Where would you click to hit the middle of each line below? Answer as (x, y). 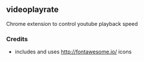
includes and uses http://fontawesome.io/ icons (73, 52)
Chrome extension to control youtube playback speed (72, 23)
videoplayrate (32, 10)
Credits (17, 39)
